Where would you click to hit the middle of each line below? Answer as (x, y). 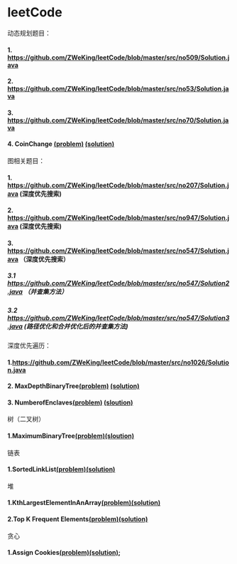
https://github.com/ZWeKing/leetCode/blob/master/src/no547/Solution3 (118, 318)
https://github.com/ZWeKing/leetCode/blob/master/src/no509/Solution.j (118, 57)
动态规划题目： (29, 33)
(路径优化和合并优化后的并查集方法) (76, 326)
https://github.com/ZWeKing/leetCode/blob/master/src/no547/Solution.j (118, 251)
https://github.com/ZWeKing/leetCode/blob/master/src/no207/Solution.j (118, 185)
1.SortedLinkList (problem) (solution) (61, 469)
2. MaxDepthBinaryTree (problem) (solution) (73, 386)
